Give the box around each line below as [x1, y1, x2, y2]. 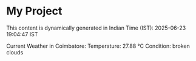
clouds [6, 48, 24, 56]
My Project [6, 4, 63, 18]
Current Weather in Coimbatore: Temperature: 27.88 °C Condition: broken [6, 42, 190, 50]
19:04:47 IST [6, 30, 38, 37]
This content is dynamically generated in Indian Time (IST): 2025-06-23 [6, 24, 186, 31]
